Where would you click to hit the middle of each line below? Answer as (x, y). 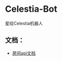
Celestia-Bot (31, 9)
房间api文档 (24, 53)
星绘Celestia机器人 (24, 23)
